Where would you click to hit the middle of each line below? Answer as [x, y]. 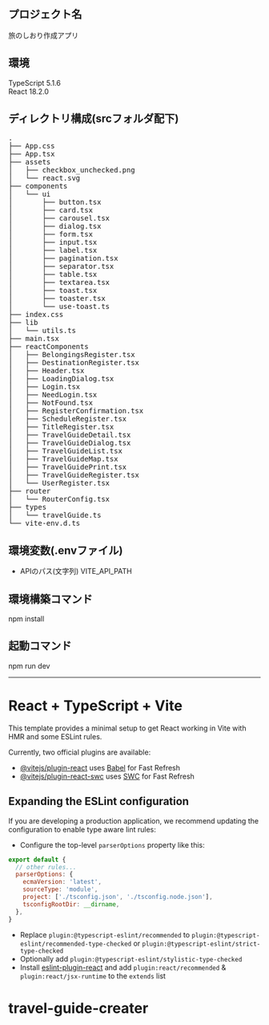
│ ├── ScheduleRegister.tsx [68, 419]
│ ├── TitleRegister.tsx [61, 427]
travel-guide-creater [78, 1008]
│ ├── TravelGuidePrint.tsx [68, 467]
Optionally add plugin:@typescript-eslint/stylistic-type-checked [131, 958]
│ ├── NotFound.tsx [51, 403]
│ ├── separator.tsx [61, 266]
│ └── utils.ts [42, 331]
